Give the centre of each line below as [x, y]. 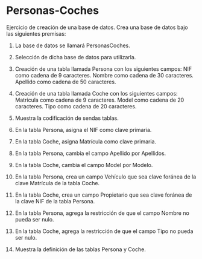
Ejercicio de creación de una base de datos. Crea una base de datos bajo [97, 27]
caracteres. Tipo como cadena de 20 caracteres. [76, 106]
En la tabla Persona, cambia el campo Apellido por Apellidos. [90, 153]
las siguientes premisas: [36, 33]
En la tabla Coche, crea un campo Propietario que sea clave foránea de [103, 195]
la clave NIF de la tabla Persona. [55, 201]
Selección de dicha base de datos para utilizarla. [75, 57]
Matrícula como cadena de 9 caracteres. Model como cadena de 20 [99, 100]
